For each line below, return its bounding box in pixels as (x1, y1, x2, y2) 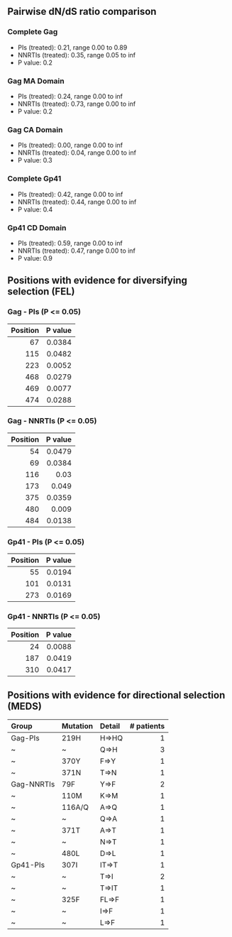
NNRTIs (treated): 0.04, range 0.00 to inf (17, 148, 137, 157)
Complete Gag (7, 27, 58, 37)
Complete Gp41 (7, 174, 62, 184)
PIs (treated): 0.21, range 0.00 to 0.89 (17, 43, 128, 52)
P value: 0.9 (17, 253, 53, 262)
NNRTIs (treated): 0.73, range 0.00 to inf (17, 99, 136, 108)
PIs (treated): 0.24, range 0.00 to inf (17, 92, 123, 100)
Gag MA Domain (7, 76, 65, 86)
